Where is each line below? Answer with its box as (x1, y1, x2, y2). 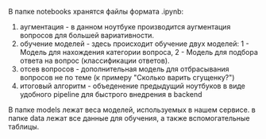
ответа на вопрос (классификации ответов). (19, 56, 170, 65)
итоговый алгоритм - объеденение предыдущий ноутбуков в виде (19, 81, 246, 91)
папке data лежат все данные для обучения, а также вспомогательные (8, 114, 250, 122)
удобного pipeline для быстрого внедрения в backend (19, 90, 202, 98)
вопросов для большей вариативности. (19, 31, 155, 40)
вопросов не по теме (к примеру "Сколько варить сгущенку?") (19, 73, 235, 82)
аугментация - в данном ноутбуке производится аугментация (19, 22, 231, 31)
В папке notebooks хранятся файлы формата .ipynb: (8, 7, 184, 16)
